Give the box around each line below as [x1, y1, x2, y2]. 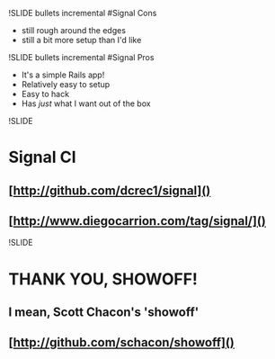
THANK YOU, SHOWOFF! [8, 269, 199, 289]
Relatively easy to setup [21, 79, 111, 89]
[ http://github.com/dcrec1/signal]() [8, 183, 211, 198]
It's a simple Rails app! [21, 69, 105, 80]
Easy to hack [21, 89, 69, 99]
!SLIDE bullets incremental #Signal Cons [8, 8, 157, 18]
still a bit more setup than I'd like [21, 35, 142, 45]
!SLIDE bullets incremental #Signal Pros [8, 52, 155, 62]
